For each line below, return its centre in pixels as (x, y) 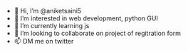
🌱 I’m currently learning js (52, 26)
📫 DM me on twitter (44, 41)
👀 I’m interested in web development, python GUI (86, 18)
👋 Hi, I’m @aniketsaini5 (48, 11)
